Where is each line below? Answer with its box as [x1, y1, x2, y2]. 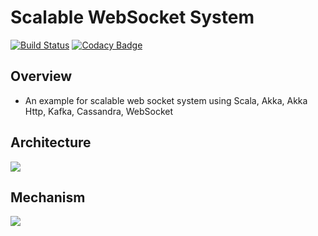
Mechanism [10, 189, 86, 206]
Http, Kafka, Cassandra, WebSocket [24, 105, 174, 117]
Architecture [10, 134, 92, 151]
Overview [10, 68, 73, 85]
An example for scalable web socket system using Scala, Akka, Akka [24, 94, 308, 106]
